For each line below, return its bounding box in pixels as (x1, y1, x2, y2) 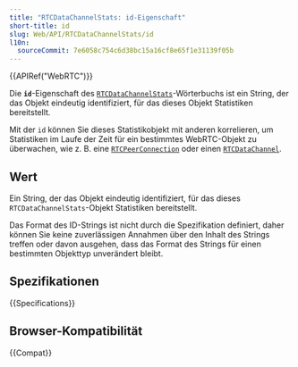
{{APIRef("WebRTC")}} (9, 71, 94, 81)
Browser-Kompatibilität (9, 323, 143, 339)
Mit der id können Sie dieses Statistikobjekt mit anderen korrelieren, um (9, 124, 274, 135)
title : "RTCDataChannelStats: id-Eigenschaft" (9, 13, 186, 22)
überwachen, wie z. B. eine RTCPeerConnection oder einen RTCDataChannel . (9, 144, 282, 154)
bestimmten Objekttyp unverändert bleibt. (9, 247, 164, 259)
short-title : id (9, 21, 70, 30)
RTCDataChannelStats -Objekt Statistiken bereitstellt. (9, 202, 198, 213)
